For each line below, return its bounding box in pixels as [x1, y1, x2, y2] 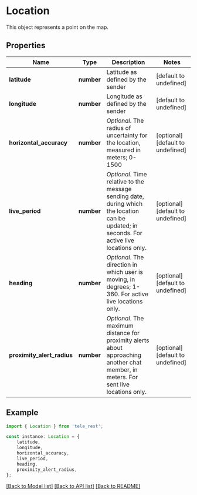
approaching [106, 351, 142, 359]
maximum [106, 322, 134, 330]
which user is [106, 267, 144, 276]
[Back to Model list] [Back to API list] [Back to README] [6, 483, 141, 490]
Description [111, 58, 145, 66]
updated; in [106, 222, 138, 230]
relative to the [106, 178, 145, 186]
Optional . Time [106, 170, 148, 178]
